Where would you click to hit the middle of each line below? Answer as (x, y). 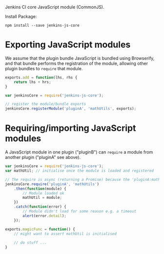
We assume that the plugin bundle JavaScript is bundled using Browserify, (80, 58)
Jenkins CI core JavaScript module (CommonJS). (55, 7)
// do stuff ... (31, 243)
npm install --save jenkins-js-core (42, 25)
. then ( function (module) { (40, 189)
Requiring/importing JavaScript (71, 128)
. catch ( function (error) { (40, 207)
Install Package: (21, 16)
